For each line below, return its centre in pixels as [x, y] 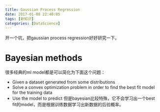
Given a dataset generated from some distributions [64, 82]
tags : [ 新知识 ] [20, 19]
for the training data [32, 93]
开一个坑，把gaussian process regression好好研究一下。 [62, 38]
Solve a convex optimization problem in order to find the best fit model [83, 87]
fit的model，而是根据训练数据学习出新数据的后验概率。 [68, 105]
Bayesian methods [44, 58]
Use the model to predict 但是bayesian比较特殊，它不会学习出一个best [84, 98]
